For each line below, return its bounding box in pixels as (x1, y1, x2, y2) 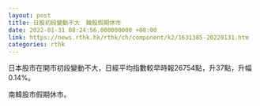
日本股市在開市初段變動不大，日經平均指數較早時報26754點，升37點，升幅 (8, 64, 252, 73)
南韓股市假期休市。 (8, 90, 71, 99)
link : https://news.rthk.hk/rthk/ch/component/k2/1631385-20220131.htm (8, 33, 249, 42)
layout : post (8, 11, 51, 20)
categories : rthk (8, 41, 66, 49)
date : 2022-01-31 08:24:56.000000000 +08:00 (8, 26, 157, 34)
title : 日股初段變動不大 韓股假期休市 (8, 19, 122, 27)
